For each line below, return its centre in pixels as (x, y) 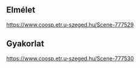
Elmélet (21, 10)
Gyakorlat (25, 44)
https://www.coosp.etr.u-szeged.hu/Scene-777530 (70, 58)
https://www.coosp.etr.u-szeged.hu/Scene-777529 (70, 24)
